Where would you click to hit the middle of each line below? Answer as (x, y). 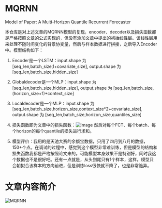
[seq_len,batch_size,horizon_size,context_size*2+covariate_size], (77, 109)
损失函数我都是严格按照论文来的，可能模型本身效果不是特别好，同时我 (82, 153)
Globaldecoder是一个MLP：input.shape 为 (54, 82)
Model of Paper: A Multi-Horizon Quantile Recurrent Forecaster (68, 22)
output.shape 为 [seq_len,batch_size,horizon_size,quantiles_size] (77, 114)
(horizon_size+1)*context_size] (43, 93)
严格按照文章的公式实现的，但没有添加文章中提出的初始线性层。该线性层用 (83, 38)
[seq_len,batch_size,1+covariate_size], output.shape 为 (66, 66)
